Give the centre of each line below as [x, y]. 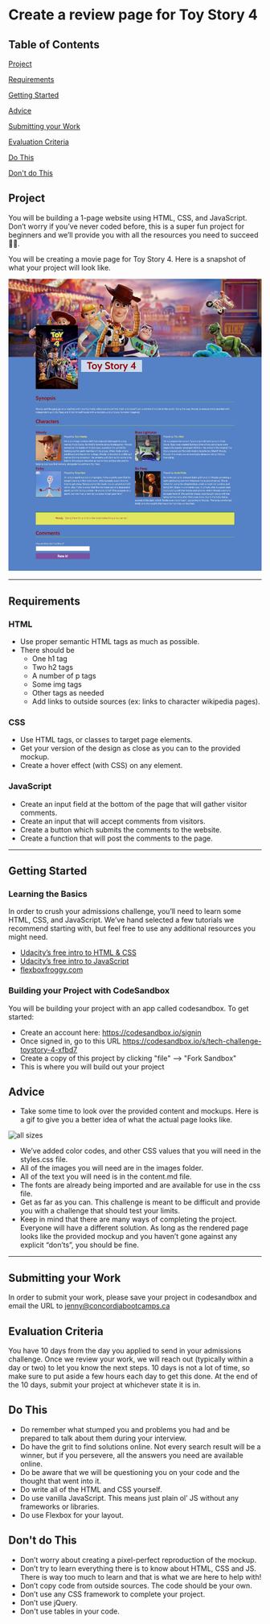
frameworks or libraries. [59, 1506]
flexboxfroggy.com [51, 970]
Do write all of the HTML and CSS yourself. [91, 1489]
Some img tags [57, 684]
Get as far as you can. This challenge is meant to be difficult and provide [140, 1202]
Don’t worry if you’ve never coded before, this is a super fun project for [127, 226]
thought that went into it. [61, 1481]
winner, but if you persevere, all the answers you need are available [131, 1455]
